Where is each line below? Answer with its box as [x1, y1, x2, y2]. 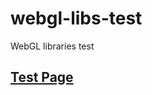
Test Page [10, 69, 74, 86]
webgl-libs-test [10, 7, 143, 30]
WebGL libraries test [10, 40, 95, 52]
